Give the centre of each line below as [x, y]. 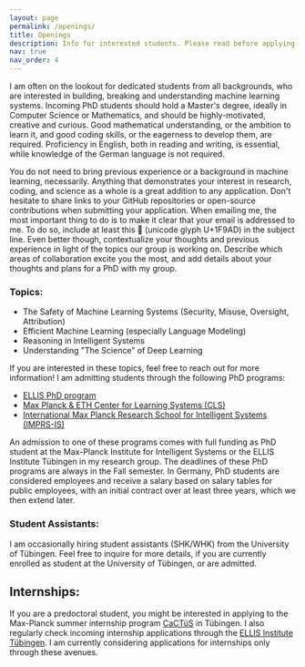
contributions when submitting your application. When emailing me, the [143, 210]
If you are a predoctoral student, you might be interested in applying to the [149, 614]
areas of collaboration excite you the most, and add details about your [141, 259]
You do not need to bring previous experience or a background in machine [149, 171]
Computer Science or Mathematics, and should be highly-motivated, [137, 115]
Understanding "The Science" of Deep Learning [112, 351]
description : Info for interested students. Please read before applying [152, 43]
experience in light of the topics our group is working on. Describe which [146, 249]
